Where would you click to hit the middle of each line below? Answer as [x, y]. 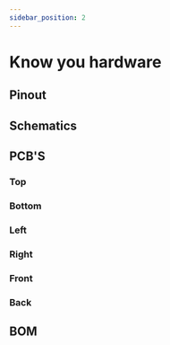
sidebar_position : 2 [48, 18]
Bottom [25, 206]
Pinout [28, 95]
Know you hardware [85, 62]
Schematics [43, 125]
